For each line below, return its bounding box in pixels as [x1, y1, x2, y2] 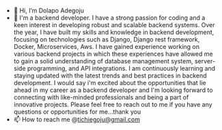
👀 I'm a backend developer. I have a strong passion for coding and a [13, 14, 206, 22]
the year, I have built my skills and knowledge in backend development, [13, 28, 214, 36]
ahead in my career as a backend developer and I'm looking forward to [13, 86, 213, 94]
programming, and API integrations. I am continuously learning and [27, 65, 216, 72]
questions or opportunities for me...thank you [13, 108, 141, 116]
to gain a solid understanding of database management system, [13, 57, 193, 65]
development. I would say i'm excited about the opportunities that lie [13, 79, 206, 86]
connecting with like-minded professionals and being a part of [13, 93, 189, 101]
